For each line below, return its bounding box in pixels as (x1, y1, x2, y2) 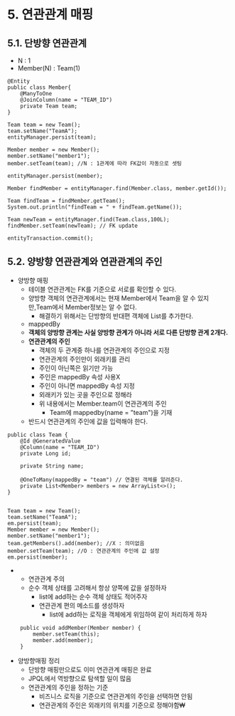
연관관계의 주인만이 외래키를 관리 (38, 354, 131, 363)
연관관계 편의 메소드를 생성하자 (38, 601, 125, 609)
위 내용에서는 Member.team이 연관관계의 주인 (38, 399, 167, 408)
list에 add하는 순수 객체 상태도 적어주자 (38, 592, 148, 601)
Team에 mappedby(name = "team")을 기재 (49, 408, 173, 416)
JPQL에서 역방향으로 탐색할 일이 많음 (28, 674, 132, 683)
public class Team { (7, 431, 69, 438)
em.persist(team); (7, 520, 62, 527)
